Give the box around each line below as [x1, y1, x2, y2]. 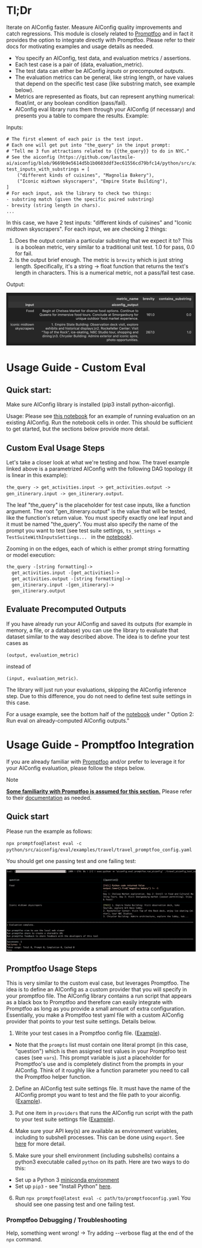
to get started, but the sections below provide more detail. [6, 425, 150, 432]
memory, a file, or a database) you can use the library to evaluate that [6, 626, 179, 634]
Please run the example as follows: [6, 828, 93, 835]
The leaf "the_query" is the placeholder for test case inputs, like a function [6, 501, 191, 509]
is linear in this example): [6, 472, 68, 479]
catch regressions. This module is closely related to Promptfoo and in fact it [6, 30, 194, 37]
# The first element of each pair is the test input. [6, 136, 144, 142]
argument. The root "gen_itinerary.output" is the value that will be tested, [6, 508, 187, 515]
